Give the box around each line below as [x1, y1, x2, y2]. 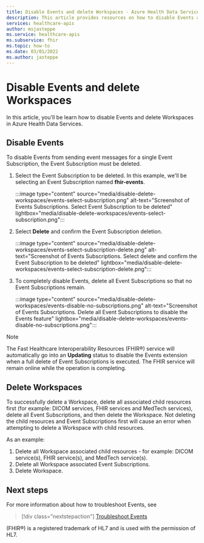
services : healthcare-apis [6, 20, 75, 26]
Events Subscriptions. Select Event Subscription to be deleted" [15, 203, 173, 211]
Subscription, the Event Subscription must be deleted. [6, 160, 141, 167]
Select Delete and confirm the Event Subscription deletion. [15, 228, 163, 235]
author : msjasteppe [6, 26, 56, 32]
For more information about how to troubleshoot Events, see [6, 501, 157, 508]
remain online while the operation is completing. [6, 365, 126, 372]
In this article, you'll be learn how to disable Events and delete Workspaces [6, 113, 194, 121]
